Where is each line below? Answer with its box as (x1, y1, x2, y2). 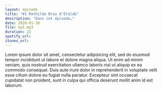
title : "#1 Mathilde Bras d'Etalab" (5, 12, 79, 16)
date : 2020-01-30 (5, 20, 40, 26)
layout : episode (5, 7, 38, 12)
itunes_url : (5, 39, 29, 43)
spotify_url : (5, 34, 31, 39)
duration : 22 (5, 29, 31, 34)
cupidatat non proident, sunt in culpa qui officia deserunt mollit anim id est (5, 77, 153, 83)
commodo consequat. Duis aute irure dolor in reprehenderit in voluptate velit (5, 67, 157, 73)
